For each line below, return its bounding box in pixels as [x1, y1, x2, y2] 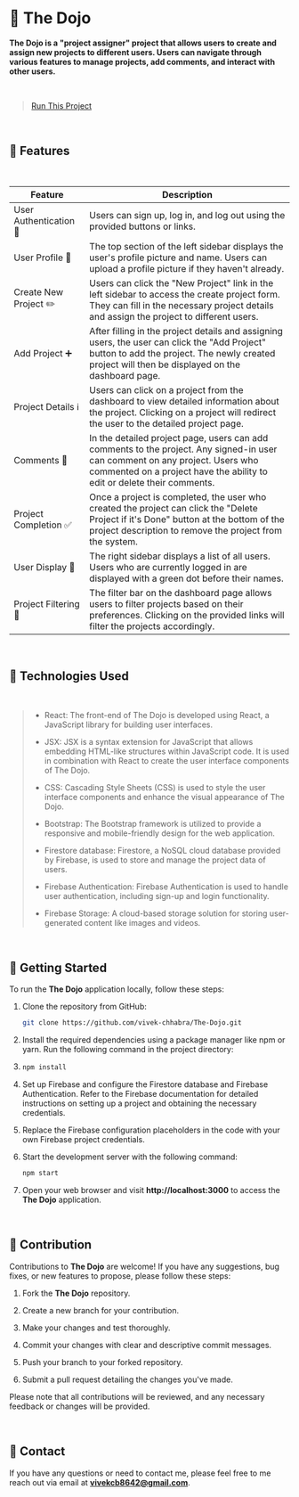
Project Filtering [13, 597, 80, 609]
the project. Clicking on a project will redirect [88, 405, 277, 418]
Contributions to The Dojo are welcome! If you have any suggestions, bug [9, 1261, 280, 1272]
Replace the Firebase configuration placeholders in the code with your [21, 1125, 280, 1135]
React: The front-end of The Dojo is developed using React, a [44, 709, 270, 720]
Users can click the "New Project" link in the [88, 276, 274, 289]
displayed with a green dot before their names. [88, 572, 284, 585]
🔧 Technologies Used [9, 668, 129, 684]
